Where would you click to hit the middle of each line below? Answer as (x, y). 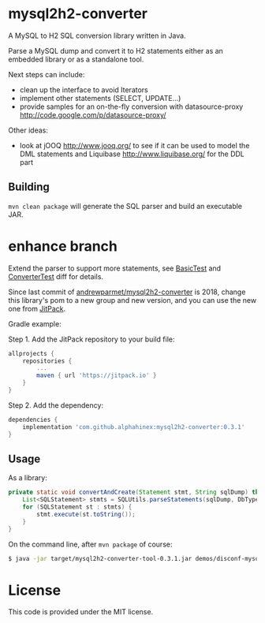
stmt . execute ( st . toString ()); (86, 514)
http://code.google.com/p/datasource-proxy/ (93, 114)
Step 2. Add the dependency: (56, 405)
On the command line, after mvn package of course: (90, 544)
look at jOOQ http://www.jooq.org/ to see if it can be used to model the (134, 145)
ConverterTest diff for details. (56, 276)
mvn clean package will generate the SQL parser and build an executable (125, 206)
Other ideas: (28, 130)
